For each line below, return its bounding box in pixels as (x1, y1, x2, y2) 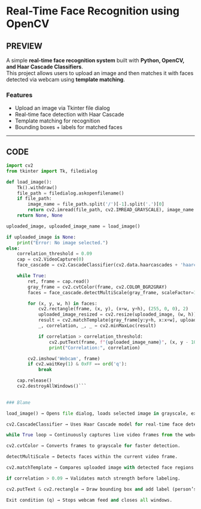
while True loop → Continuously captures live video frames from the (6, 432, 184, 438)
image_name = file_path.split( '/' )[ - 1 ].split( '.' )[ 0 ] (28, 201, 165, 208)
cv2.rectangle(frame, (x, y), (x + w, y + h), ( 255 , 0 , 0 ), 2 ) (38, 306, 188, 312)
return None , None (17, 212, 63, 218)
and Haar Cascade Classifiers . (6, 63, 84, 70)
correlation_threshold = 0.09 (17, 251, 93, 257)
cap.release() (17, 378, 52, 384)
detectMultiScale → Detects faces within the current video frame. (6, 454, 178, 460)
